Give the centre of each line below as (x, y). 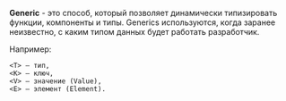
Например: (30, 49)
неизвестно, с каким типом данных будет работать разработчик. (134, 32)
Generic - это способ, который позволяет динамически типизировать (143, 13)
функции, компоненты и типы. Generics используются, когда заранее (143, 22)
